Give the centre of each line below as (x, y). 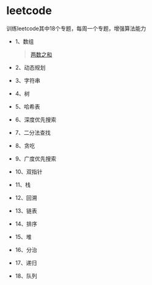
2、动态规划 (30, 67)
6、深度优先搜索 (36, 120)
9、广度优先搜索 (36, 158)
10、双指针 (29, 172)
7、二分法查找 (33, 132)
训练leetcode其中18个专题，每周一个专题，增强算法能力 (76, 28)
